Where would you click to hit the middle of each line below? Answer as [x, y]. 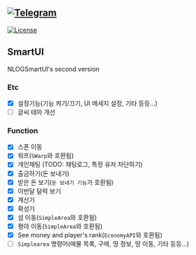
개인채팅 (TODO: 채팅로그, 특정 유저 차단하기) [80, 164]
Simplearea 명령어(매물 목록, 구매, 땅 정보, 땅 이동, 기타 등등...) [103, 244]
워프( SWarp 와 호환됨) [46, 156]
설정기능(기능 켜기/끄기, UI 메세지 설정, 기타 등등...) [87, 103]
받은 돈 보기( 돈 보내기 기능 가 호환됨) [65, 182]
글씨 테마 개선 [36, 112]
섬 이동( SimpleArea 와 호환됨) [57, 217]
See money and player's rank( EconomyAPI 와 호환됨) [90, 235]
